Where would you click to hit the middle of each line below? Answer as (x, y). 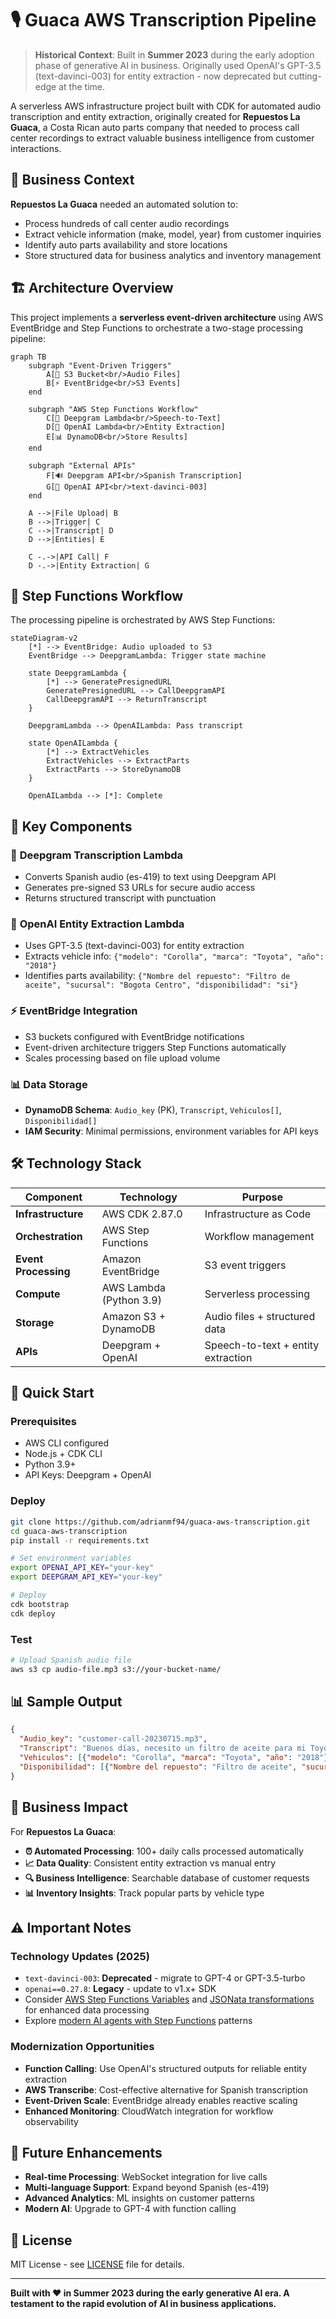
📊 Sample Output (66, 1702)
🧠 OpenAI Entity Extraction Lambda (97, 924)
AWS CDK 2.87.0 (142, 1214)
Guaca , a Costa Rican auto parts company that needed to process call (155, 127)
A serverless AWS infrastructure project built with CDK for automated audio (166, 106)
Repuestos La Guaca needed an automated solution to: (124, 204)
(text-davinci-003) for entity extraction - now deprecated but (160, 76)
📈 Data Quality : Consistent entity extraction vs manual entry (150, 1863)
